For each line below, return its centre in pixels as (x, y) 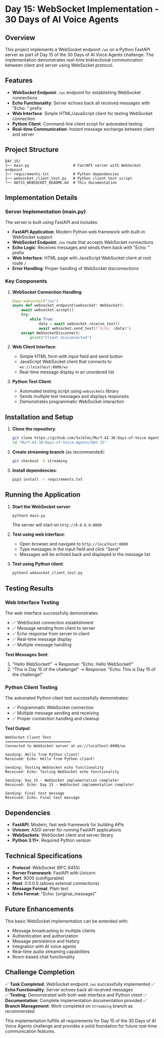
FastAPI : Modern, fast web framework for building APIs (68, 824)
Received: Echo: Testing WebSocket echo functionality (62, 772)
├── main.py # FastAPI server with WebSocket (73, 165)
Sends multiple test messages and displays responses (74, 397)
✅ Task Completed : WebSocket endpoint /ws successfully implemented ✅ (80, 984)
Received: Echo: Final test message (42, 798)
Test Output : (18, 729)
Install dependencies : (35, 470)
